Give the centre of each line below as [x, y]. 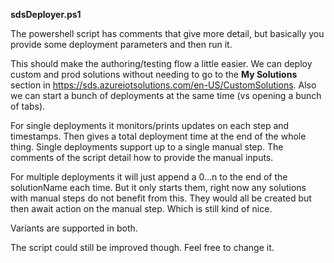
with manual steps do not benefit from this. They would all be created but [161, 198]
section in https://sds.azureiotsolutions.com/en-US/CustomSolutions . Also [163, 85]
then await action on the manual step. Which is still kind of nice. [141, 208]
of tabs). [28, 106]
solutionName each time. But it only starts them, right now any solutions [158, 187]
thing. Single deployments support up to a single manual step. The [147, 147]
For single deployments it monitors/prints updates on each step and [150, 125]
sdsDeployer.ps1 [46, 14]
